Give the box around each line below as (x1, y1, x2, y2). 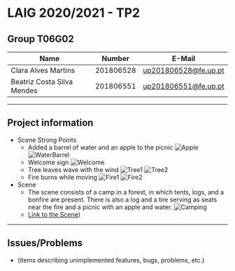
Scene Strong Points (17, 135, 77, 144)
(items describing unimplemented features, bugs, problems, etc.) (17, 256, 205, 264)
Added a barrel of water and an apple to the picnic (27, 143, 173, 152)
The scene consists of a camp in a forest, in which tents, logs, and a (27, 187, 225, 196)
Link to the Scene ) (27, 210, 81, 218)
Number (101, 54, 129, 63)
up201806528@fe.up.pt (143, 65, 225, 75)
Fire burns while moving (27, 173, 98, 181)
